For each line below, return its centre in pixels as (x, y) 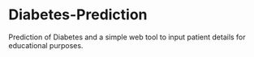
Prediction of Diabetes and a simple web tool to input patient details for (127, 37)
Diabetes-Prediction (78, 15)
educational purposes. (46, 45)
